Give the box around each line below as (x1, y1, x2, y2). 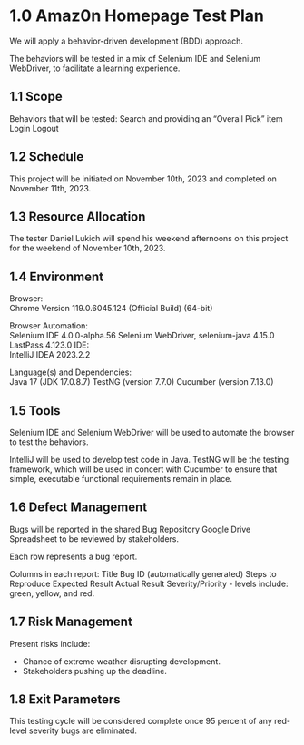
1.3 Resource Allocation (9, 209, 146, 224)
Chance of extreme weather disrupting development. (22, 655, 221, 667)
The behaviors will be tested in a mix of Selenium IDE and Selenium (9, 53, 261, 64)
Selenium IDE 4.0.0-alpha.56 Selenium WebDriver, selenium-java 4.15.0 (9, 330, 275, 341)
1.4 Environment (9, 269, 104, 284)
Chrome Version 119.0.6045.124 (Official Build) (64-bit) (9, 303, 213, 314)
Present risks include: (9, 638, 91, 649)
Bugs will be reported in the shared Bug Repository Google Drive (9, 524, 251, 534)
